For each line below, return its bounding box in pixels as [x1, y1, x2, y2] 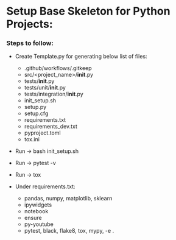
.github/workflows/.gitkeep [24, 65, 93, 72]
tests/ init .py [24, 77, 55, 85]
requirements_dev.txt [24, 123, 77, 130]
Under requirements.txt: [15, 183, 76, 190]
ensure [24, 214, 42, 222]
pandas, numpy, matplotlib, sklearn [24, 195, 113, 202]
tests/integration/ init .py [24, 90, 83, 98]
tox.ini [24, 136, 40, 143]
